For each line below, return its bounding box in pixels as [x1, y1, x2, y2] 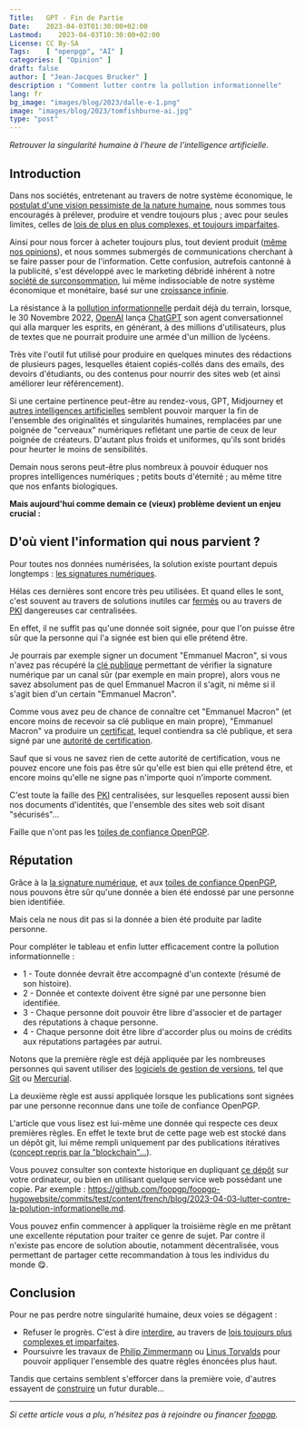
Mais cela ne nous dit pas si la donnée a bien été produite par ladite [9, 914, 262, 925]
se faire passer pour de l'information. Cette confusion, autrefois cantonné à [9, 255, 291, 266]
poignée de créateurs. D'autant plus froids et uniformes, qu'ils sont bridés [9, 433, 286, 445]
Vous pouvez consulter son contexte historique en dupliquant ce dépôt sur [9, 1164, 289, 1175]
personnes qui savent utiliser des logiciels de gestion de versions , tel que [9, 1063, 284, 1074]
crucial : [9, 508, 41, 519]
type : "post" [9, 114, 59, 124]
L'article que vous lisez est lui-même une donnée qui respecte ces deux [9, 1117, 279, 1128]
